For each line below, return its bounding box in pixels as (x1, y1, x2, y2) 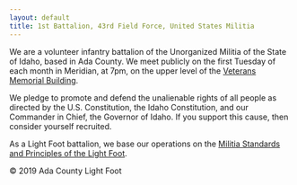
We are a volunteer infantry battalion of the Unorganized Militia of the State (9, 46, 287, 57)
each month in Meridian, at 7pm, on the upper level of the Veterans (9, 65, 257, 76)
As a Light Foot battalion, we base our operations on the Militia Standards (9, 138, 281, 149)
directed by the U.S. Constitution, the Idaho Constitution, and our (9, 101, 249, 112)
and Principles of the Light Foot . (9, 147, 127, 158)
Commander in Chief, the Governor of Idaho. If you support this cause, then (9, 111, 289, 122)
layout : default (9, 13, 70, 22)
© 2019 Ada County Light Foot (9, 165, 123, 176)
